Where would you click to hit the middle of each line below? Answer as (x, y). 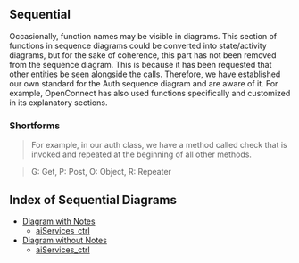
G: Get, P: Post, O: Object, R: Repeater (101, 172)
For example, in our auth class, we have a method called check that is (159, 145)
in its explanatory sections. (58, 103)
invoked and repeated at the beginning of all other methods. (141, 154)
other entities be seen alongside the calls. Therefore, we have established (145, 74)
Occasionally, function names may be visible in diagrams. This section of (143, 36)
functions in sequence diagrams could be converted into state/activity (138, 45)
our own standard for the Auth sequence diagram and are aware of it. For (144, 83)
